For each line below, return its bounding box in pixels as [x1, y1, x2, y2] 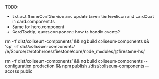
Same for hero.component [12, 24, 65, 30]
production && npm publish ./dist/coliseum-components [32, 63, 144, 69]
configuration [5, 63, 32, 69]
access [5, 68, 19, 74]
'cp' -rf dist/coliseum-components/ [5, 44, 75, 49]
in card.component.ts [12, 19, 55, 24]
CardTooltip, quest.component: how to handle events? [12, 29, 120, 34]
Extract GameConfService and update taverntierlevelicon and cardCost [12, 14, 154, 19]
